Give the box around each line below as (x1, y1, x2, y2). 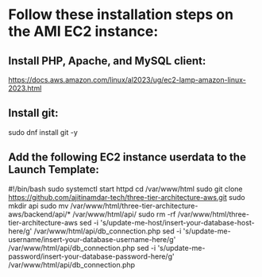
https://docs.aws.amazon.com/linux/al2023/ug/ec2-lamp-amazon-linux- (8, 75, 246, 84)
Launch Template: (8, 163, 99, 176)
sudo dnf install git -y (8, 127, 78, 137)
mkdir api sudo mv (8, 201, 69, 210)
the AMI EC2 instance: (8, 22, 159, 40)
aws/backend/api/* (8, 209, 71, 219)
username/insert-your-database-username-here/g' (8, 234, 176, 244)
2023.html (8, 83, 42, 93)
